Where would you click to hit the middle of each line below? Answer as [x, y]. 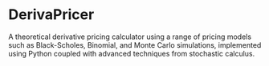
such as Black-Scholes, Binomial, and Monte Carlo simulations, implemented [135, 45]
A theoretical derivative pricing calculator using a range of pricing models [130, 37]
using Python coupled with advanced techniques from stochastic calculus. [132, 53]
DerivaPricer [51, 15]
